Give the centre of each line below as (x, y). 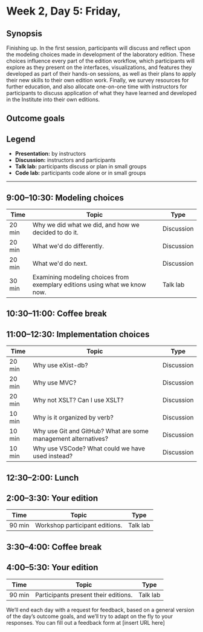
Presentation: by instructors (50, 154)
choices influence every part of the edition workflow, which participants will (101, 61)
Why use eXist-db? (60, 366)
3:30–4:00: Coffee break (54, 547)
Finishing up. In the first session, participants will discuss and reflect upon (98, 48)
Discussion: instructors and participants (65, 160)
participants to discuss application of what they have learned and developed (101, 93)
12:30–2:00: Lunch (43, 477)
